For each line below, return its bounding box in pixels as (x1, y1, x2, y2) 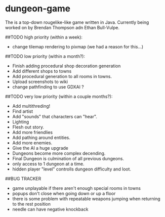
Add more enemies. (12, 139, 53, 146)
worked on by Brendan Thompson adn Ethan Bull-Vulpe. (5, 24, 120, 30)
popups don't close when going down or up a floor (12, 190, 116, 196)
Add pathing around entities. (12, 134, 71, 140)
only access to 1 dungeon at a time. (12, 161, 84, 167)
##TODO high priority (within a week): (5, 34, 83, 40)
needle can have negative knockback (12, 206, 89, 212)
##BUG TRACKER (5, 175, 41, 181)
